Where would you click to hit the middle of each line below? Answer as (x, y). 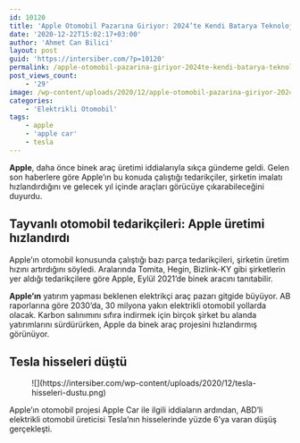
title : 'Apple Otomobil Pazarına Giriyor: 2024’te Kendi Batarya (133, 26)
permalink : (29, 68)
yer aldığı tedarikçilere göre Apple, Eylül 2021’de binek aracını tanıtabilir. (142, 279)
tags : (19, 117)
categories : (31, 100)
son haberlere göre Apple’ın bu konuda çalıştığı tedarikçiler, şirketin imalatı (146, 177)
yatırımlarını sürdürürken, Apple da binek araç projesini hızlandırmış (133, 324)
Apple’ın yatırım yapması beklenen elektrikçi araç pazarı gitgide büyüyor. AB (150, 296)
